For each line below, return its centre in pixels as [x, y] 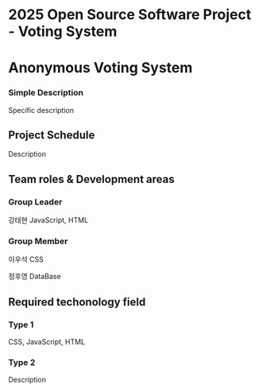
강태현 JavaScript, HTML [48, 220]
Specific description [41, 110]
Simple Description [46, 93]
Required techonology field [77, 302]
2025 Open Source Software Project [130, 15]
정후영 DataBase [35, 277]
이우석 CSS [26, 259]
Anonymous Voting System [101, 68]
